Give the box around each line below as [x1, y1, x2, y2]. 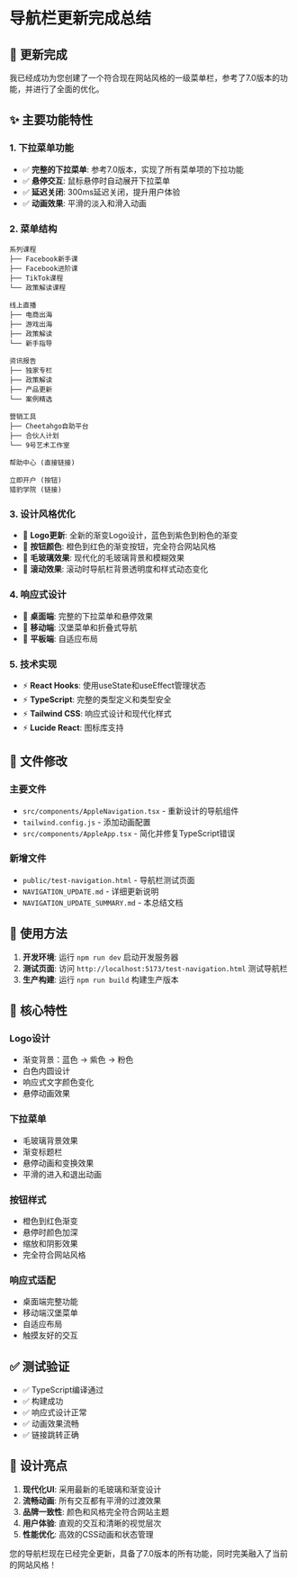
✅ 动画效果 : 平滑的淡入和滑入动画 [22, 197, 147, 208]
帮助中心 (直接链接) [9, 458, 76, 467]
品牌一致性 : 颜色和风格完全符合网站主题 [22, 1506, 169, 1517]
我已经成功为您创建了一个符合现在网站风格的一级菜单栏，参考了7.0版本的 [9, 73, 281, 83]
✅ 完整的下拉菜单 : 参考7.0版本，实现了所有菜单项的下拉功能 [22, 164, 245, 175]
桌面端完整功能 [22, 1296, 78, 1307]
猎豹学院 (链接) [9, 485, 62, 494]
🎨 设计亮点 [9, 1458, 67, 1474]
